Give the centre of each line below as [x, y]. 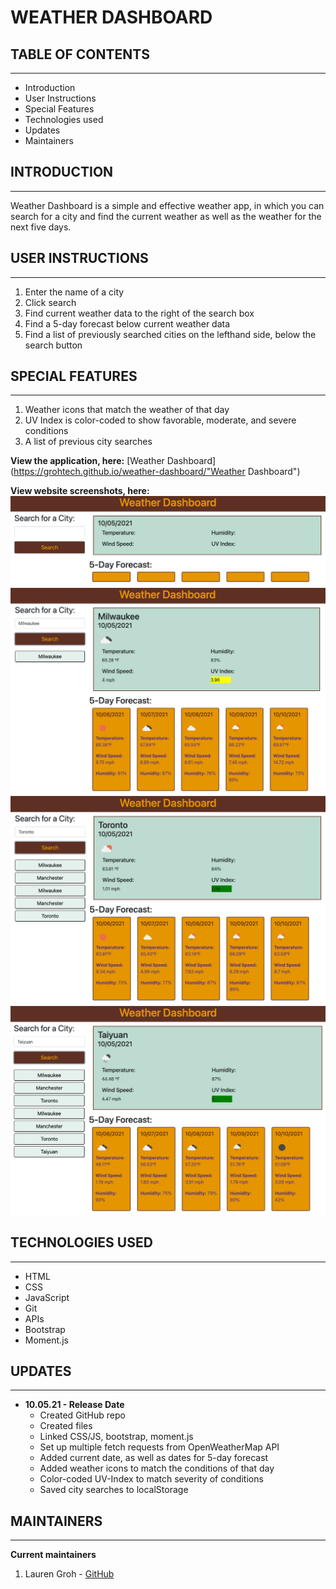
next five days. [41, 227]
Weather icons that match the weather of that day [127, 410]
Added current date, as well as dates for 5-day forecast [154, 1458]
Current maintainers [53, 1555]
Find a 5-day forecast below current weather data [127, 323]
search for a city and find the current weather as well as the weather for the [166, 216]
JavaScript [47, 1297]
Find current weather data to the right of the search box [139, 313]
